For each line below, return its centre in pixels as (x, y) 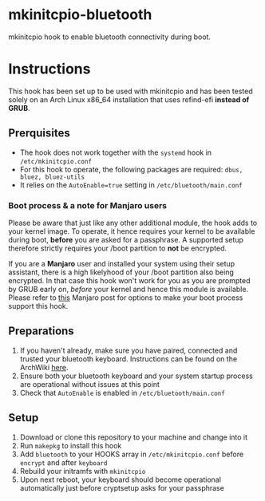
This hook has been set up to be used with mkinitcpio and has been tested (131, 91)
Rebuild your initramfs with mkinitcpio (83, 471)
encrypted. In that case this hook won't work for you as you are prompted (129, 280)
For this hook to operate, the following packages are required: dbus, (131, 169)
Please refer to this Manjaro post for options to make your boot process (126, 298)
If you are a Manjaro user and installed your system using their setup (122, 263)
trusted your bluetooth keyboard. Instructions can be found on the (129, 359)
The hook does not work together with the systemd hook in (116, 152)
